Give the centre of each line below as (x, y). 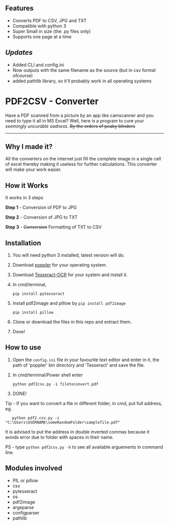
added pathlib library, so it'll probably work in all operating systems (82, 81)
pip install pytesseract (38, 294)
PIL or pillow (25, 480)
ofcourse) (23, 75)
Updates (19, 53)
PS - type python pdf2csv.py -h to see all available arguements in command (84, 447)
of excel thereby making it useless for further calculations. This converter (81, 164)
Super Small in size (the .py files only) (52, 31)
